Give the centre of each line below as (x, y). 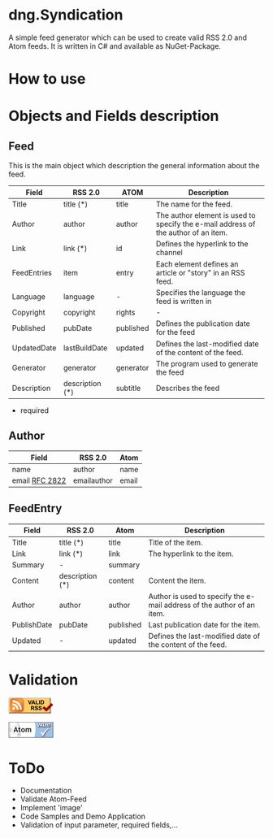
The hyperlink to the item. (191, 554)
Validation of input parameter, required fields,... (99, 825)
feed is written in (184, 301)
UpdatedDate (34, 348)
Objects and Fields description (114, 116)
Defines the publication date (203, 323)
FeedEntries (32, 272)
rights (126, 313)
